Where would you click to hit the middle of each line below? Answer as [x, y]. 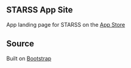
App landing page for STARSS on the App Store [66, 24]
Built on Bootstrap [29, 58]
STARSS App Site [40, 10]
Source [20, 44]
